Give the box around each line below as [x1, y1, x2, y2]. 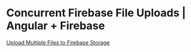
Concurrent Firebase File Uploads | [6, 6, 186, 20]
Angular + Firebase [6, 19, 105, 33]
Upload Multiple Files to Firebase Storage [6, 39, 110, 46]
